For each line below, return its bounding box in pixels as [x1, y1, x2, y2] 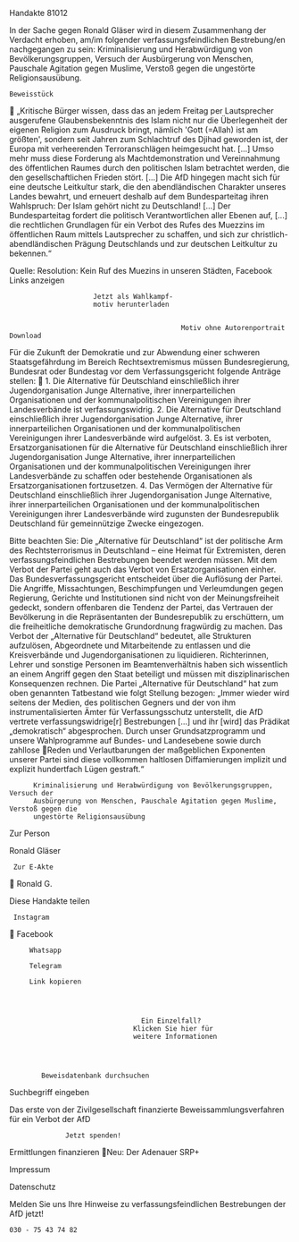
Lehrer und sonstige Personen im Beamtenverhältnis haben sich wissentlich [9, 659, 288, 669]
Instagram [12, 913, 50, 922]
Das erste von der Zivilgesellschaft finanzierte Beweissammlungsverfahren [9, 1104, 285, 1115]
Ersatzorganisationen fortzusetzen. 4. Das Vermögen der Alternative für [9, 481, 274, 490]
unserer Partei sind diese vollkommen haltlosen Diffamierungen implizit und [9, 754, 287, 764]
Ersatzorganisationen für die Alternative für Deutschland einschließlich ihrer [9, 442, 288, 453]
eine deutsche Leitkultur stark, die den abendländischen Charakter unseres [9, 182, 287, 191]
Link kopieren [29, 977, 82, 986]
